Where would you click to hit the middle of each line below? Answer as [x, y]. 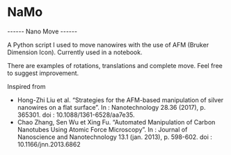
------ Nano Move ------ [42, 31]
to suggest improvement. [43, 73]
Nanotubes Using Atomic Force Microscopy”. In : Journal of [102, 129]
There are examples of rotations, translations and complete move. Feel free [115, 65]
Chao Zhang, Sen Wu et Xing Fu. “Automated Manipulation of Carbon [116, 122]
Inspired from [26, 86]
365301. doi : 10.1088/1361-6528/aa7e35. [76, 115]
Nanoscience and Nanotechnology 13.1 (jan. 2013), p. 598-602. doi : [114, 137]
